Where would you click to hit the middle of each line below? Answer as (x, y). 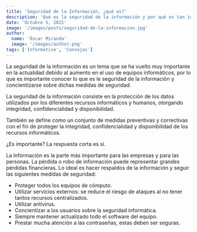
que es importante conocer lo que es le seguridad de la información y (90, 79)
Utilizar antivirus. (35, 204)
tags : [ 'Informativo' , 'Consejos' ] (50, 50)
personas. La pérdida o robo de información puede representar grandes (93, 161)
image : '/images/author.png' (47, 45)
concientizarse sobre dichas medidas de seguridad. (69, 85)
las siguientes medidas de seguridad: (51, 174)
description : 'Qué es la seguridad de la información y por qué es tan (95, 17)
